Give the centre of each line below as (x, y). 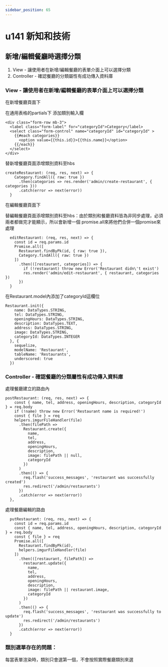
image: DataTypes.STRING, (42, 332)
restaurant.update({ (45, 563)
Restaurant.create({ (45, 429)
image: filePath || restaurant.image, (68, 590)
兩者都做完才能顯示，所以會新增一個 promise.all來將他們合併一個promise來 (83, 222)
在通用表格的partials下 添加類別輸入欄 (45, 113)
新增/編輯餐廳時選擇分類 (43, 57)
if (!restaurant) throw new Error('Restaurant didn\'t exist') (91, 268)
